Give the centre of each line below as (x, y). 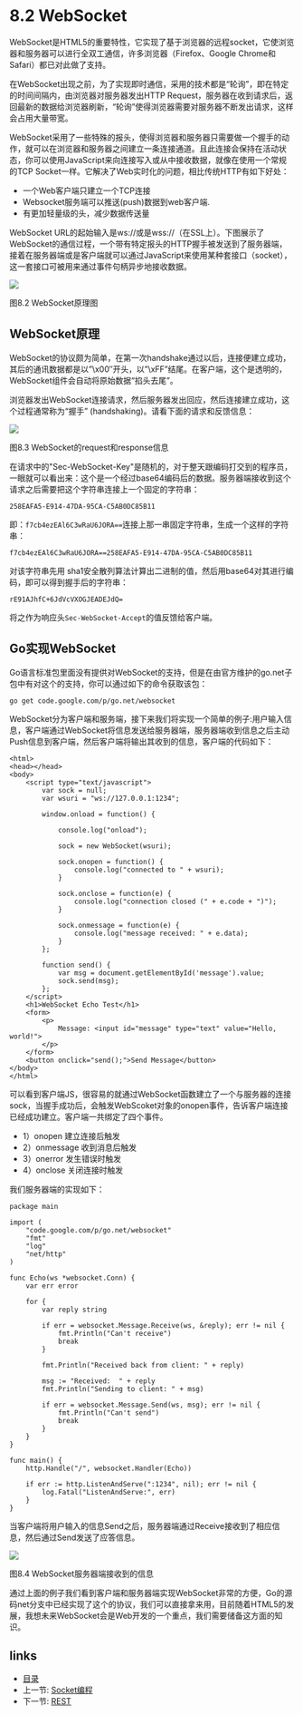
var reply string (74, 1310)
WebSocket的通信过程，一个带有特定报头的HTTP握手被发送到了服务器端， (148, 244)
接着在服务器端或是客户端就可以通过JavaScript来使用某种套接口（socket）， (151, 255)
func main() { (36, 1460)
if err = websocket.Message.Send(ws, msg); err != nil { (151, 1405)
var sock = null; (74, 790)
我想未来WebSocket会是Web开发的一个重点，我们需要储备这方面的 (150, 1615)
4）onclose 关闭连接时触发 (73, 1170)
